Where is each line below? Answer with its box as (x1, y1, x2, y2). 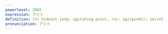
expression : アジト (5, 12, 44, 17)
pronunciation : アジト (5, 21, 50, 26)
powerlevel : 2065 (5, 7, 42, 12)
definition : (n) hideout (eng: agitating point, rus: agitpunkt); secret (5, 16, 164, 21)
